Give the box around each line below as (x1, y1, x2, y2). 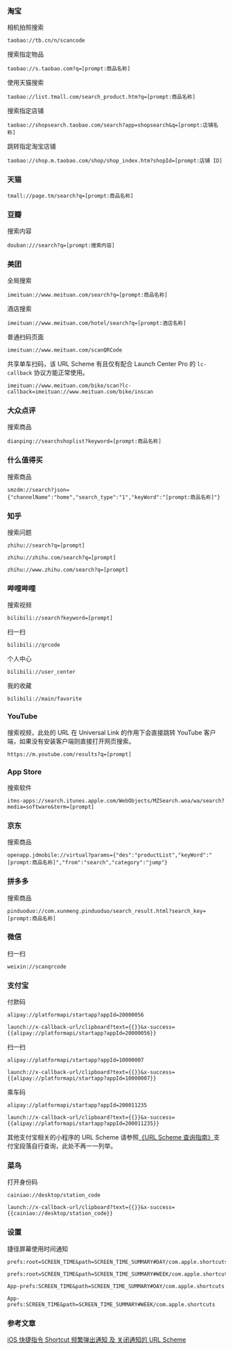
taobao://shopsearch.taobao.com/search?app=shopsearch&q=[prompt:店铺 (7, 122, 214, 129)
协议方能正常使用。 (33, 368, 89, 377)
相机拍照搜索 (7, 23, 44, 32)
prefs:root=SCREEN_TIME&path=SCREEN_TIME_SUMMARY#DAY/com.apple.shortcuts (7, 1258, 228, 1265)
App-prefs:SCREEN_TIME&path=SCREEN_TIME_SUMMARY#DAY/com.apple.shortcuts (7, 1283, 225, 1290)
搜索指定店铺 (7, 106, 44, 115)
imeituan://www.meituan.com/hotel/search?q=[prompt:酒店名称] (7, 320, 187, 327)
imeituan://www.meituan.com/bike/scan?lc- (7, 382, 132, 390)
